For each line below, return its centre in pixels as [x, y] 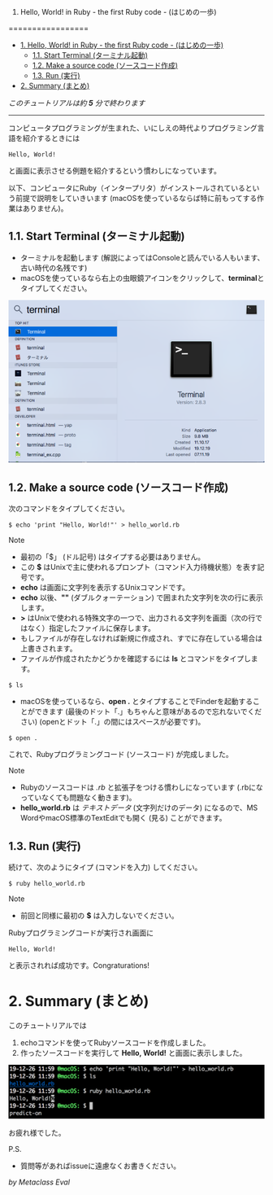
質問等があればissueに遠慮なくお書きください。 [100, 1166]
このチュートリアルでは [48, 1025]
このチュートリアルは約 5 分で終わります [77, 103]
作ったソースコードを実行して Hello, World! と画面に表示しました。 [133, 1053]
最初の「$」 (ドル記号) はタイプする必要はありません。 [113, 557]
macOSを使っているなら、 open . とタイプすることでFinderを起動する [136, 702]
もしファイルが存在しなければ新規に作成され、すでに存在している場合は [141, 638]
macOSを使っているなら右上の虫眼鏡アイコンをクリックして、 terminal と [142, 278]
